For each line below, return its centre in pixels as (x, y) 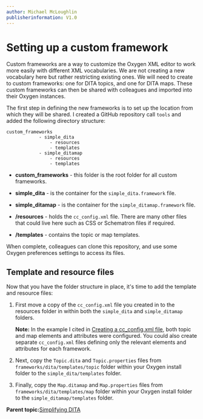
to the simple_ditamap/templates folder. (64, 398)
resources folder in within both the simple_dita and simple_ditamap (99, 311)
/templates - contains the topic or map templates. (78, 235)
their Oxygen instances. (36, 96)
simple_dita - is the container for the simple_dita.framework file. (95, 193)
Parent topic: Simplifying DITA (43, 410)
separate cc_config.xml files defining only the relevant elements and (101, 342)
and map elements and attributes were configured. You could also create (106, 336)
